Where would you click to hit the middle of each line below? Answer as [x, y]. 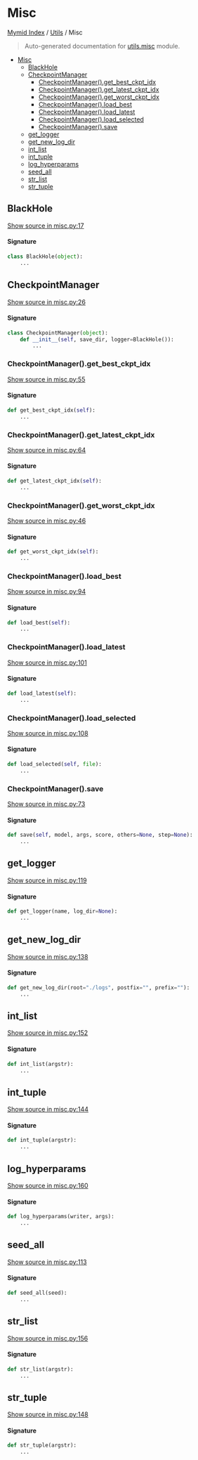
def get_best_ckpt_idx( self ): [52, 410]
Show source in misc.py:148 [48, 1414]
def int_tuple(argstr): [42, 1140]
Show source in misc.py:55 [46, 379]
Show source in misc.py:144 [48, 1109]
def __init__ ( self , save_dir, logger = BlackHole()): [97, 339]
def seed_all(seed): [38, 1293]
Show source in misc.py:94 [47, 592]
